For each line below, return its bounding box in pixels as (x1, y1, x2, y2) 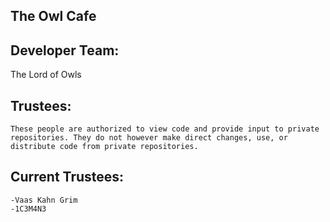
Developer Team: (10, 42, 120, 59)
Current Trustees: (10, 169, 125, 186)
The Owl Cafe (10, 8, 97, 25)
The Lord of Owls (10, 69, 82, 81)
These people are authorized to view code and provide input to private (10, 124, 320, 134)
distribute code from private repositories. (10, 142, 199, 152)
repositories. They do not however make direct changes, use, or (10, 133, 288, 143)
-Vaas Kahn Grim (10, 195, 78, 205)
